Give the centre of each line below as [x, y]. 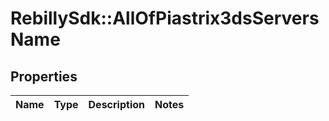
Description [116, 104]
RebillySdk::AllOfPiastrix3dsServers [165, 18]
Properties [44, 76]
